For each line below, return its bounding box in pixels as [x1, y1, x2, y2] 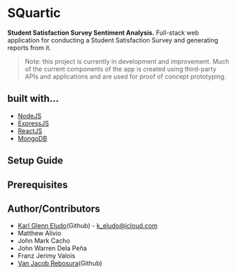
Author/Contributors [7, 202, 101, 215]
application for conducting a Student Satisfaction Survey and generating [7, 35, 218, 44]
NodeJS [17, 111, 42, 120]
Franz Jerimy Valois [17, 251, 76, 260]
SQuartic [7, 5, 62, 21]
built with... [7, 93, 60, 105]
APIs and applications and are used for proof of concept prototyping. [24, 72, 227, 81]
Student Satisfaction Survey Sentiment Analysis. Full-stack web [7, 28, 200, 37]
